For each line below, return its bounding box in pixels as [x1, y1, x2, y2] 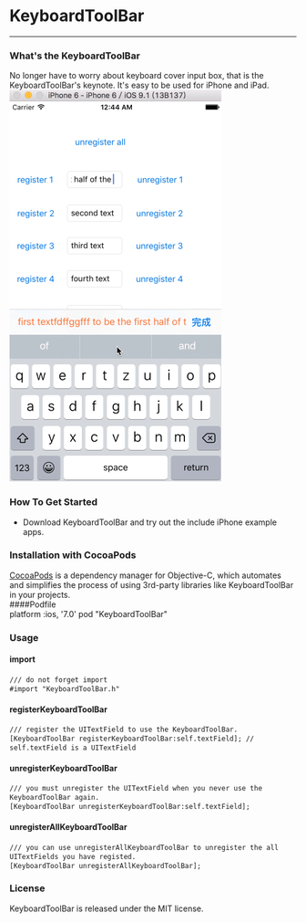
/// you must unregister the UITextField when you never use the [9, 784, 262, 793]
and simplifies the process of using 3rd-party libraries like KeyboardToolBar [9, 579, 294, 590]
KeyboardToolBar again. [9, 793, 100, 802]
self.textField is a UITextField [9, 743, 137, 753]
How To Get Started [9, 496, 98, 509]
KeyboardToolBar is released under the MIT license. [9, 903, 204, 914]
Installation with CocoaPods [9, 549, 137, 561]
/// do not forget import [9, 675, 107, 685]
